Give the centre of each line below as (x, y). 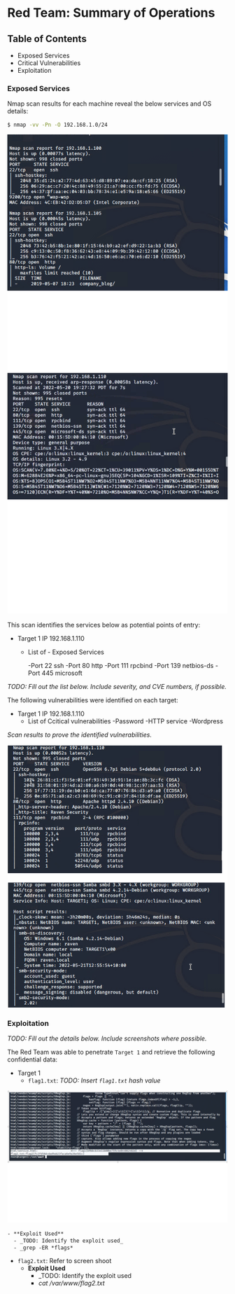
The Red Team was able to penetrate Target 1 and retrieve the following (111, 1052)
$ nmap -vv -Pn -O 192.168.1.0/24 (58, 125)
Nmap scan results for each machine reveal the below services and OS (109, 104)
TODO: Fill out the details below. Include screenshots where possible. (107, 1038)
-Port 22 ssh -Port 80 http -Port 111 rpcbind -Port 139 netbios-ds (121, 665)
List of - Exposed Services (66, 652)
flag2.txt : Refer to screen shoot (64, 1260)
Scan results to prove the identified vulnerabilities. (80, 735)
